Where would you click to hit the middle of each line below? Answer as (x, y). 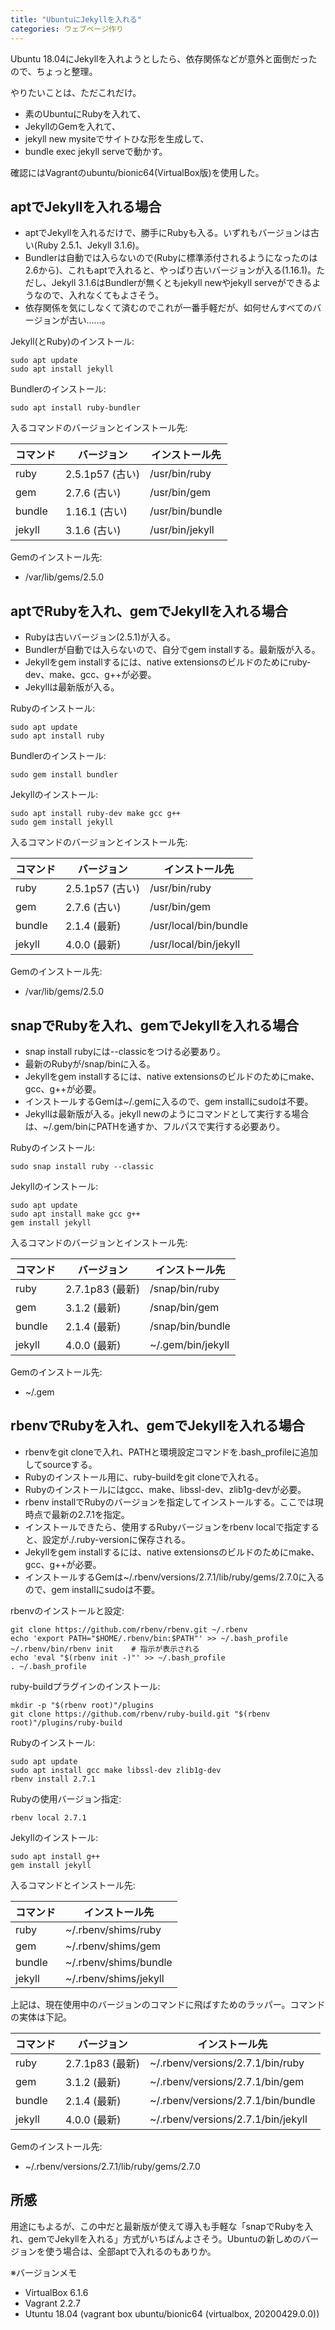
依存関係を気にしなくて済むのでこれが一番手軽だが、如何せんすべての (168, 308)
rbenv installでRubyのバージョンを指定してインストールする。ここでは (169, 1502)
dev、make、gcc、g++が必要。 (90, 675)
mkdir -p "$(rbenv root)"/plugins (82, 1705)
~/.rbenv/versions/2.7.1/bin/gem (227, 2081)
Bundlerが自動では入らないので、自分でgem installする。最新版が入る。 (172, 650)
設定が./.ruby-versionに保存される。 (116, 1539)
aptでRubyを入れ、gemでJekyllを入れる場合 (149, 611)
